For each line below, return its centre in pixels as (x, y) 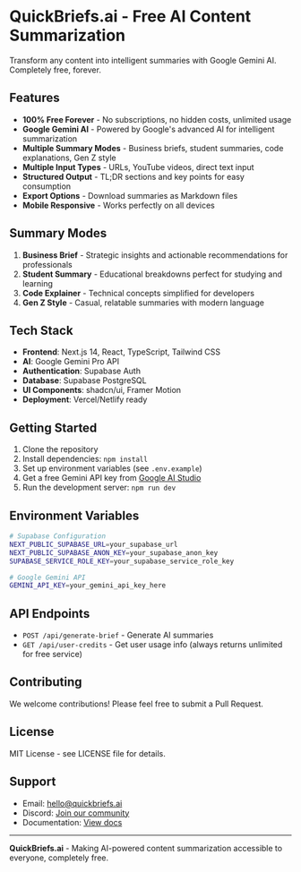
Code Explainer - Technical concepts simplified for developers (138, 293)
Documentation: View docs (72, 822)
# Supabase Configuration (57, 536)
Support (33, 782)
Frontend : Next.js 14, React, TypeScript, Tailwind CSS (121, 352)
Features (34, 98)
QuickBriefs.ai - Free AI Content (130, 17)
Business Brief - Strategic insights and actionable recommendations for (155, 255)
